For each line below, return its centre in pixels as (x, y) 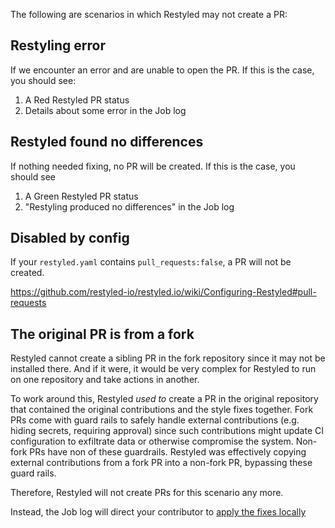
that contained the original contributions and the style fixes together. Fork (162, 410)
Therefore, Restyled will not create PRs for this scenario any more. (147, 493)
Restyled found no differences (107, 142)
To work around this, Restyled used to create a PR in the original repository (164, 399)
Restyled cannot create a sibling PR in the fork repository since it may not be (168, 358)
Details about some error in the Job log (105, 110)
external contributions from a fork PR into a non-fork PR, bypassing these (161, 463)
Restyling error (58, 45)
